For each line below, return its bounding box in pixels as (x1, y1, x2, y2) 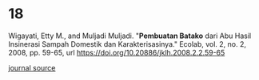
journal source (8, 63, 56, 72)
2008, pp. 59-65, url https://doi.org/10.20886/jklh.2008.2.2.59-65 (8, 48, 225, 57)
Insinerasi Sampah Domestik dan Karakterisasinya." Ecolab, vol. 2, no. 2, (8, 39, 246, 48)
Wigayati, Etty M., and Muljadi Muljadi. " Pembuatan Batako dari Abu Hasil (8, 31, 252, 40)
